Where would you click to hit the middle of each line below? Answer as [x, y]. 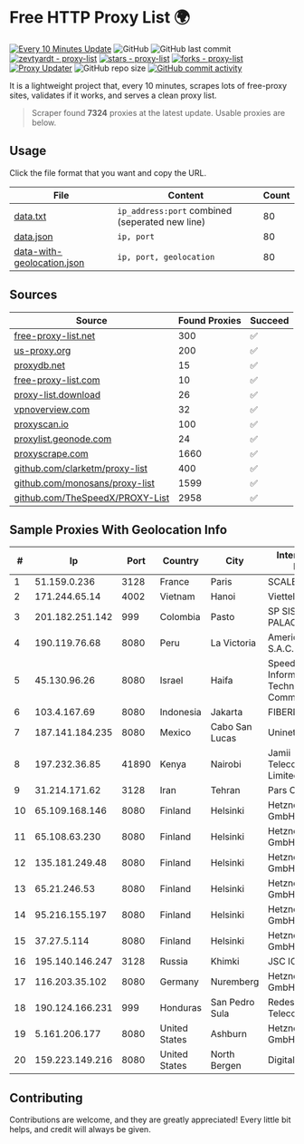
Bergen [226, 1066]
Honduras [180, 1008]
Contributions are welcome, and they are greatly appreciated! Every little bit [150, 1120]
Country [180, 561]
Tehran [225, 790]
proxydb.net [40, 365]
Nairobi [226, 764]
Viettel [281, 596]
